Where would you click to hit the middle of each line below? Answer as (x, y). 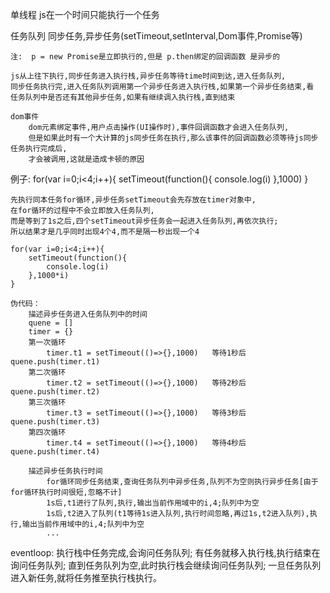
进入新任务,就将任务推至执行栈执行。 (86, 577)
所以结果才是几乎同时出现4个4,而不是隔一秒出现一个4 (105, 232)
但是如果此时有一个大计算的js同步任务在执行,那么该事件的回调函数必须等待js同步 (173, 138)
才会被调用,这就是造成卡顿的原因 (86, 159)
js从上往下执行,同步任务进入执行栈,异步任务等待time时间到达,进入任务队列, (148, 76)
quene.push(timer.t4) (55, 452)
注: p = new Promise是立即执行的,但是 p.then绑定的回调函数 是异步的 (145, 57)
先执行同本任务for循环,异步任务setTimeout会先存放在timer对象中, (133, 200)
